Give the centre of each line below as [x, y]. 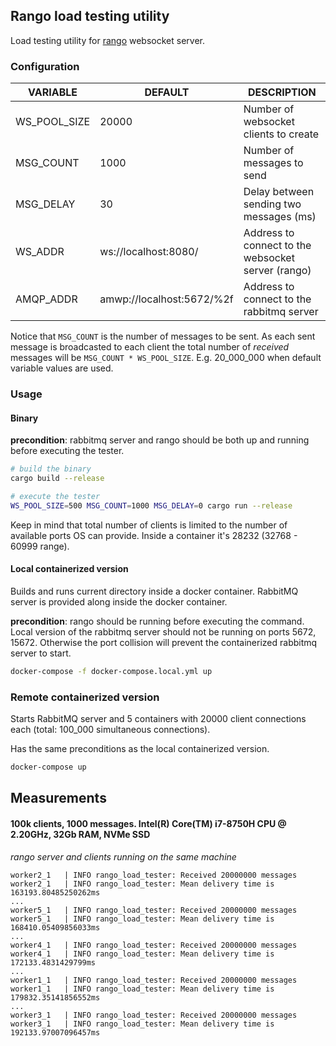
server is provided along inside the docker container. [119, 601]
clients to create [281, 134]
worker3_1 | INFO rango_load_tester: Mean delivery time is [142, 1024]
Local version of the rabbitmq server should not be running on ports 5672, [163, 631]
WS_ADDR [40, 252]
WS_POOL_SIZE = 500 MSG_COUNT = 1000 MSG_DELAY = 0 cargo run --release [151, 505]
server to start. [41, 653]
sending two [272, 204]
